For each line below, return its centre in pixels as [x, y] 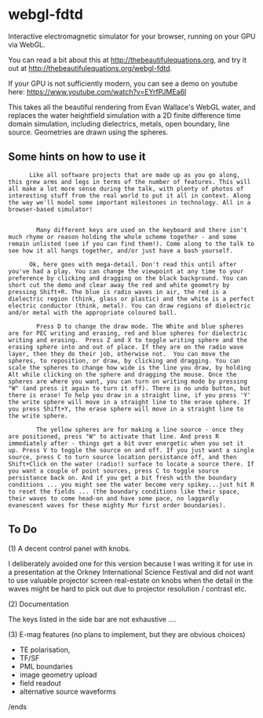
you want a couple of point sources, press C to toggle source [114, 471]
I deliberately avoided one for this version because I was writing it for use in [130, 563]
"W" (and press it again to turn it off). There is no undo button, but [130, 388]
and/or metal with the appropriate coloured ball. [93, 312]
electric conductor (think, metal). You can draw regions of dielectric [130, 306]
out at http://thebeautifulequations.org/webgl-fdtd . [90, 68]
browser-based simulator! [50, 209]
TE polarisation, [45, 650]
